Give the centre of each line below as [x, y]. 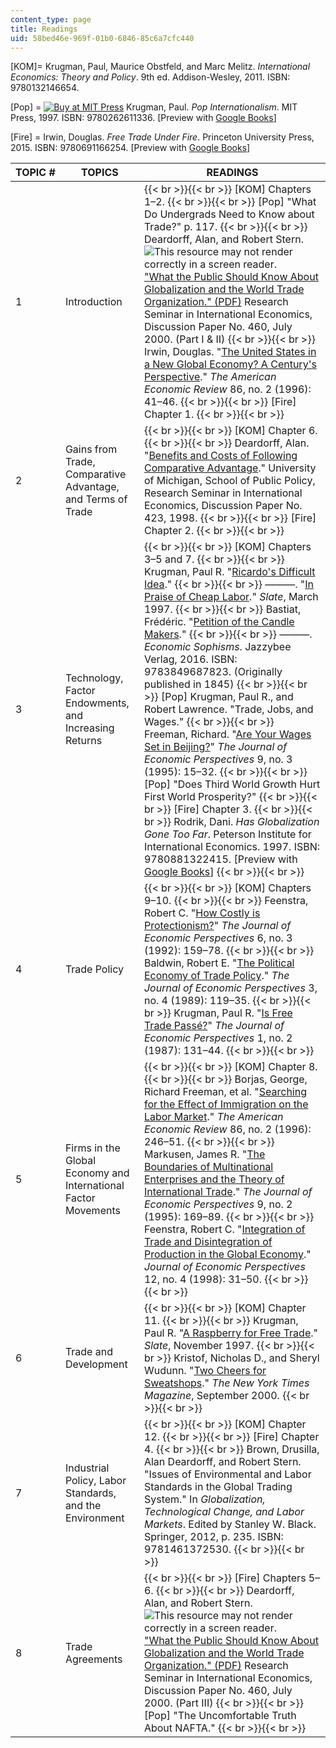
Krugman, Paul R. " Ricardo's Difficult [229, 572]
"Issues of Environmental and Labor [227, 1474]
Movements [92, 1211]
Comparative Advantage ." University [230, 468]
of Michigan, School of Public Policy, [229, 481]
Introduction [93, 302]
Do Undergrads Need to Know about [229, 214]
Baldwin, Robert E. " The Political [219, 963]
